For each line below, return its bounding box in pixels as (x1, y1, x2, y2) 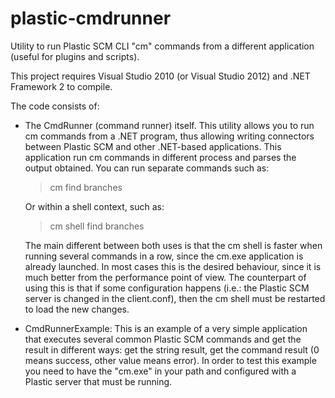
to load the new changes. (24, 303, 130, 315)
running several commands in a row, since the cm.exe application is (24, 250, 304, 262)
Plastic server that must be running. (24, 375, 173, 387)
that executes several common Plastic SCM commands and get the (24, 333, 302, 345)
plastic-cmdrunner (10, 7, 172, 30)
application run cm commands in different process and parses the (24, 151, 297, 163)
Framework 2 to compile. (10, 80, 113, 92)
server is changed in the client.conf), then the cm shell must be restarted (24, 292, 326, 304)
